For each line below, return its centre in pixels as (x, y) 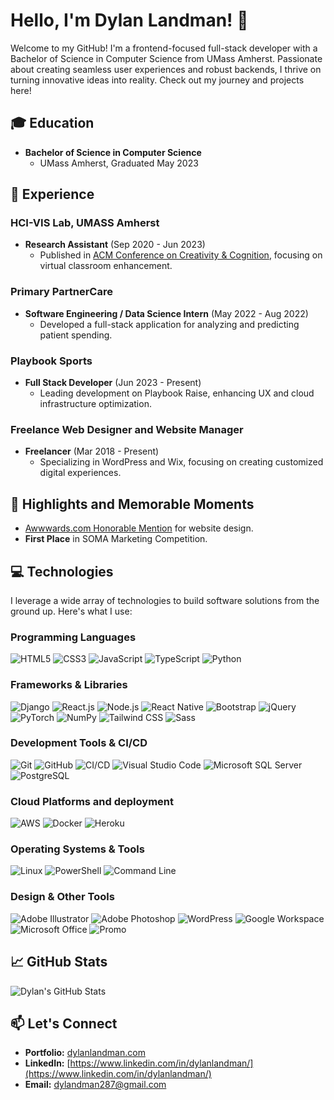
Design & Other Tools (62, 897)
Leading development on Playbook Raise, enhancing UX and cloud (177, 393)
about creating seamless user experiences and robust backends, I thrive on (166, 69)
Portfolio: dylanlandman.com (85, 1053)
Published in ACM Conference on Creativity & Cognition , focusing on (181, 255)
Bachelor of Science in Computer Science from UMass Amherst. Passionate (166, 58)
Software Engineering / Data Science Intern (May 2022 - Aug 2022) (166, 313)
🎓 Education (52, 123)
